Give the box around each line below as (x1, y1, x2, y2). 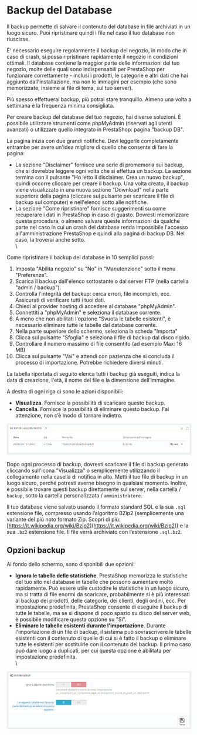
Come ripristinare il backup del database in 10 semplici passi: (6, 253, 154, 260)
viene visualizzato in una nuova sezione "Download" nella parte (15, 186, 169, 193)
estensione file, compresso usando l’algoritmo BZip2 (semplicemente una (6, 509, 184, 516)
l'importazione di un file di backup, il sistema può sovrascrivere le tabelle (15, 629, 192, 636)
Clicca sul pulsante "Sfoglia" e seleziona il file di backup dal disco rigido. (15, 333, 191, 341)
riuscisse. (6, 35, 30, 42)
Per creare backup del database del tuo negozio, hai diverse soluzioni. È (6, 113, 181, 121)
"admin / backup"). (15, 283, 62, 291)
